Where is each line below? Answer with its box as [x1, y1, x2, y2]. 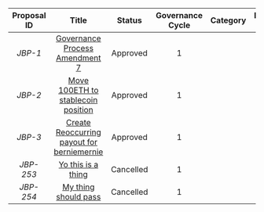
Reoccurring [55, 127, 102, 138]
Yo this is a [58, 160, 99, 170]
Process [63, 43, 94, 53]
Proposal [12, 10, 46, 20]
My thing [62, 181, 95, 192]
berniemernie [53, 146, 104, 157]
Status [116, 15, 143, 26]
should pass [56, 192, 101, 202]
